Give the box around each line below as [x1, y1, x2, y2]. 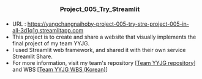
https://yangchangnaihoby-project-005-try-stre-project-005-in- [27, 20, 190, 28]
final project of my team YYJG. [12, 39, 90, 47]
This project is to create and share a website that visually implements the [12, 33, 196, 40]
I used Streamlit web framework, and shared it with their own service [12, 46, 186, 53]
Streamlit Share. [12, 53, 53, 60]
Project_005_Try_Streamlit [59, 5, 140, 13]
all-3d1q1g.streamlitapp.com [12, 26, 84, 34]
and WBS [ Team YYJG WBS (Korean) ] [12, 66, 108, 73]
